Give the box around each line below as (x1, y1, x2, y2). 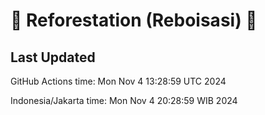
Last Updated (10, 49, 96, 66)
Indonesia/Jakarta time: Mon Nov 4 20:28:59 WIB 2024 (10, 95, 238, 106)
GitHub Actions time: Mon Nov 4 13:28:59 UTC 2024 (10, 75, 227, 87)
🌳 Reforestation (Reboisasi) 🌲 (10, 9, 258, 32)
